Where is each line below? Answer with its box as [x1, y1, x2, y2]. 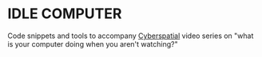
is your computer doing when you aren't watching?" [7, 39, 178, 48]
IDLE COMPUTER [7, 5, 122, 23]
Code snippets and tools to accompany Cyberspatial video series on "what [7, 31, 254, 40]
